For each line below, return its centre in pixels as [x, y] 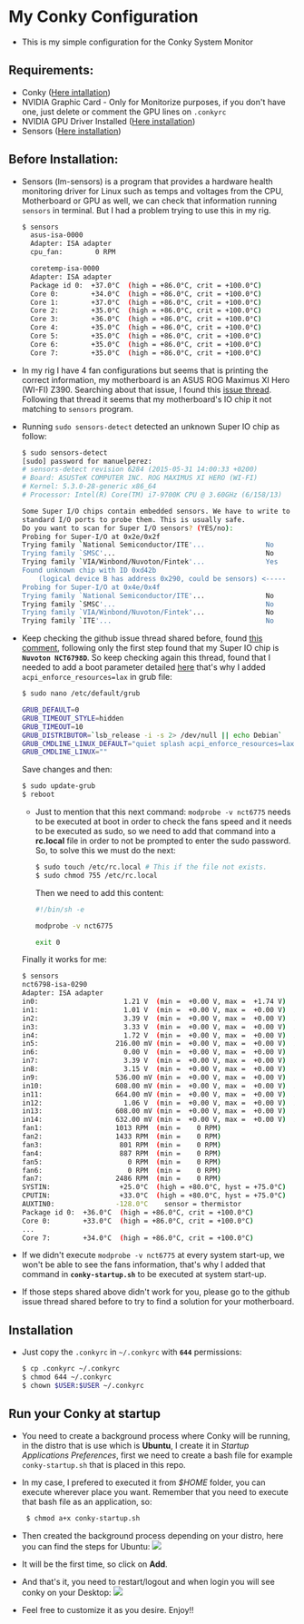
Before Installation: [64, 159]
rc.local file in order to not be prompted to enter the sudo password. [163, 841]
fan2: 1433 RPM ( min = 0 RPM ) [121, 1137]
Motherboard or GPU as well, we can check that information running [149, 201]
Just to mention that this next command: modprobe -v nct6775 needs [163, 812]
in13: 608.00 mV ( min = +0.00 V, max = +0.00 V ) [154, 1111]
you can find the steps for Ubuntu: [86, 1546]
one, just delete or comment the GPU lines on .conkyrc [124, 112]
